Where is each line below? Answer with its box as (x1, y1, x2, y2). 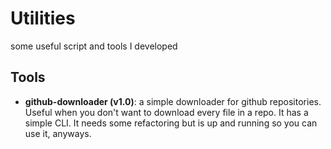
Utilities (10, 7, 76, 30)
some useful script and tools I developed (10, 40, 178, 52)
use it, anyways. (24, 127, 92, 139)
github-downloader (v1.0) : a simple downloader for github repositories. (24, 95, 322, 107)
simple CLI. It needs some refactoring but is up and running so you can (24, 117, 318, 129)
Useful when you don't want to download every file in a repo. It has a (24, 106, 309, 118)
